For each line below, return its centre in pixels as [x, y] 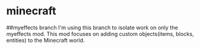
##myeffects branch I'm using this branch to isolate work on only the [92, 27]
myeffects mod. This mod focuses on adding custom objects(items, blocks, [100, 33]
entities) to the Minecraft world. [45, 40]
